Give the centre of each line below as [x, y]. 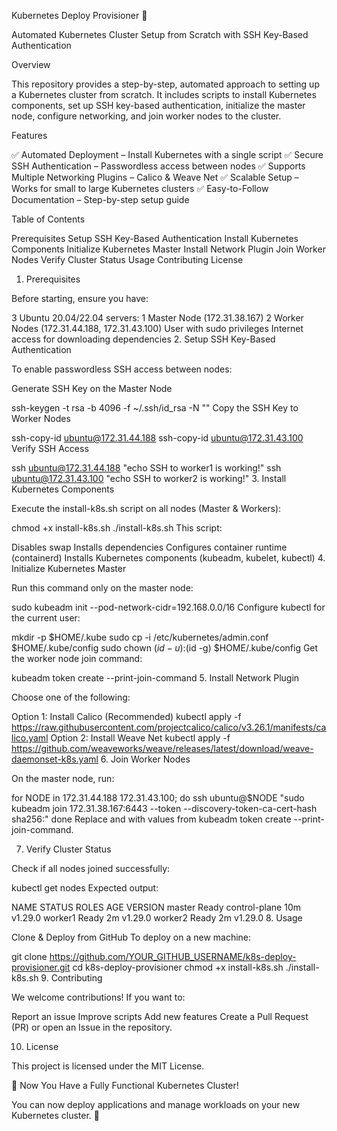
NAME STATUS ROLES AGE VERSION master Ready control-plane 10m [156, 907]
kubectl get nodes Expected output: [85, 888]
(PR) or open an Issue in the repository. [92, 1027]
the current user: [46, 618]
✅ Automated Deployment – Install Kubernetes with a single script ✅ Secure [167, 154]
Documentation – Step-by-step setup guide [100, 199]
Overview [31, 64]
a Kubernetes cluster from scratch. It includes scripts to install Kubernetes [164, 94]
